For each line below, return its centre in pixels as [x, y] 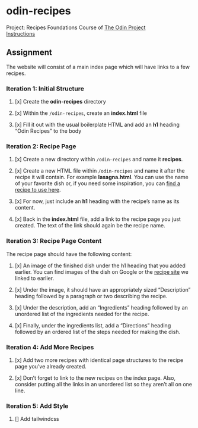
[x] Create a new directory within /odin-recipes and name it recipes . [99, 160]
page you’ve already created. [51, 366]
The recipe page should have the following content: [69, 254]
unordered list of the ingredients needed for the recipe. [82, 314]
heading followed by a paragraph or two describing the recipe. [91, 296]
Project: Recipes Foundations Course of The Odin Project [76, 27]
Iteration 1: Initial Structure [45, 89]
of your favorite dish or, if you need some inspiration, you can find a [98, 183]
